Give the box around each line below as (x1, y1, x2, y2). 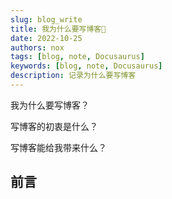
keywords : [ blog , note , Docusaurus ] (10, 61, 163, 71)
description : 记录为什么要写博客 (10, 71, 137, 81)
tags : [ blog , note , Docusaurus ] (10, 52, 145, 62)
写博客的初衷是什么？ (10, 120, 98, 132)
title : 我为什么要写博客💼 (10, 24, 107, 34)
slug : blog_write (10, 14, 83, 25)
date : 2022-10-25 (10, 33, 83, 43)
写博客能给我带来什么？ (10, 141, 107, 153)
